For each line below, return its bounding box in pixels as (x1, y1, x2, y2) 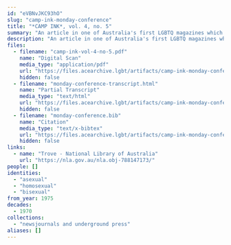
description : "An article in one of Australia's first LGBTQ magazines (7, 36, 217, 43)
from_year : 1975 (7, 195, 54, 202)
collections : (7, 214, 45, 221)
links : (7, 144, 26, 151)
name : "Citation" (19, 118, 69, 126)
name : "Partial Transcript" (19, 86, 100, 93)
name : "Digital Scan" (19, 55, 81, 62)
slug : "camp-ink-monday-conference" (7, 16, 112, 23)
